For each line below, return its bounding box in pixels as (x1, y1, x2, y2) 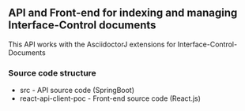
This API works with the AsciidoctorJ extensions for (8, 39, 176, 49)
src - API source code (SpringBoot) (19, 86, 135, 95)
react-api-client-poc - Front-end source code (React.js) (19, 94, 202, 103)
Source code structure (8, 67, 96, 78)
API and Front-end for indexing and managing (8, 6, 238, 20)
